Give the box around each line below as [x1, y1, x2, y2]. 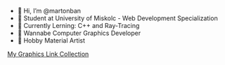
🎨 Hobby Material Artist [17, 36, 86, 45]
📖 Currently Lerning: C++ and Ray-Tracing [17, 22, 140, 29]
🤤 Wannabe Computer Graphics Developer [17, 29, 141, 37]
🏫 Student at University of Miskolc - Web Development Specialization [17, 14, 218, 22]
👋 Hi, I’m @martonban [17, 7, 82, 15]
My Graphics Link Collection [7, 50, 89, 58]
